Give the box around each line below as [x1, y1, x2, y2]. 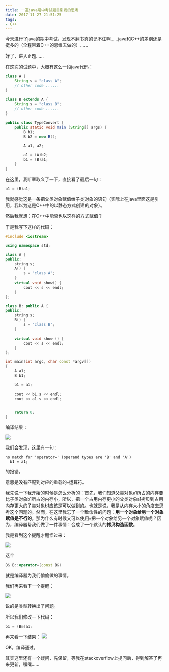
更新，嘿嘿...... [9, 661, 40, 667]
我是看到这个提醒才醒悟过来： [5, 532, 67, 538]
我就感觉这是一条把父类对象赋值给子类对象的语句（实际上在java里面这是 [5, 196, 155, 202]
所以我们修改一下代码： [5, 613, 54, 620]
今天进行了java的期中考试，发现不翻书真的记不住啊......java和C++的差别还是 [5, 36, 162, 42]
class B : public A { [5, 303, 49, 308]
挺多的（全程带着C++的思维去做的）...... [5, 42, 88, 48]
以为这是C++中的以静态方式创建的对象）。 [18, 202, 105, 208]
